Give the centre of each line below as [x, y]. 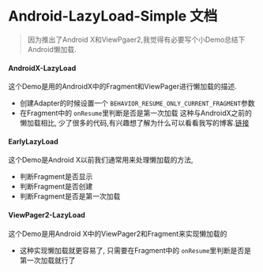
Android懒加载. [52, 49]
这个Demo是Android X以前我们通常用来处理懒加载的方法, [101, 160]
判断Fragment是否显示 [56, 177]
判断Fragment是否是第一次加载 [70, 196]
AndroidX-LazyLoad [42, 68]
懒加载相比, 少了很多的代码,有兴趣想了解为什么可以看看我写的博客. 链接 [134, 123]
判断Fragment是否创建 [56, 187]
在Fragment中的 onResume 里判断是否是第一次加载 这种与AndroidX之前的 [136, 113]
